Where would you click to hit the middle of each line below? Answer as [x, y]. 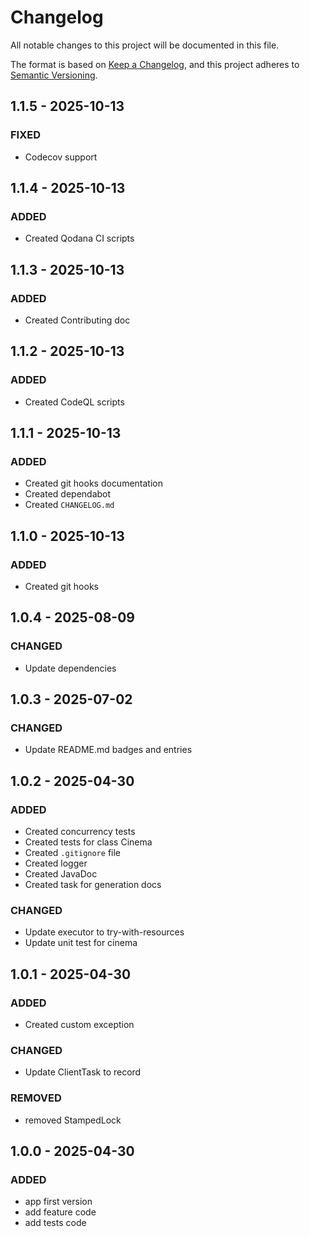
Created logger [56, 863]
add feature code [60, 1212]
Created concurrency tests [80, 832]
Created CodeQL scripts [74, 402]
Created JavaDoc [61, 874]
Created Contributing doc [77, 320]
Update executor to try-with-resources [104, 932]
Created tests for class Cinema [88, 842]
